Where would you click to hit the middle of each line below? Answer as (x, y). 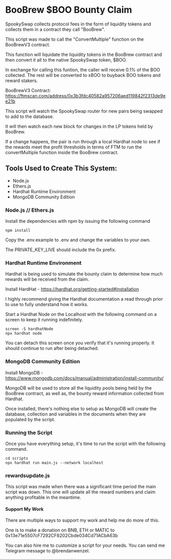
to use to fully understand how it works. (47, 305)
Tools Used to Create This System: (61, 169)
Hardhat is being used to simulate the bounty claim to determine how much (84, 274)
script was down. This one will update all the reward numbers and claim (80, 492)
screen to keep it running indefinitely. (44, 320)
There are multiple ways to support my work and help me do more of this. (82, 520)
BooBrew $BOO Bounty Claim (69, 10)
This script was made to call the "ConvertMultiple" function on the (75, 39)
